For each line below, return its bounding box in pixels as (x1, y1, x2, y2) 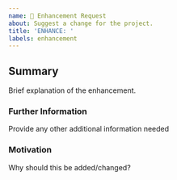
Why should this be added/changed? (8, 162, 131, 172)
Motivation (8, 144, 53, 156)
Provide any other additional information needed (8, 124, 170, 134)
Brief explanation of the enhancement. (8, 86, 137, 95)
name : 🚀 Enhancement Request (8, 11, 107, 20)
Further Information (8, 106, 87, 117)
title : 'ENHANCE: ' (8, 27, 74, 35)
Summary (8, 64, 59, 77)
